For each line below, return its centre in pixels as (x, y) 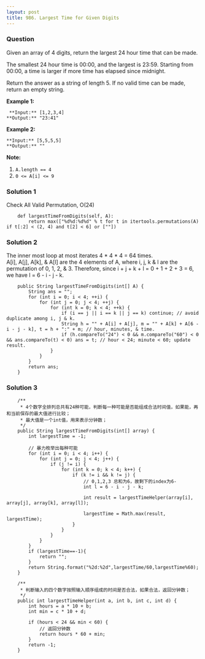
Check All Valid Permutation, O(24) (51, 205)
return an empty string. (36, 89)
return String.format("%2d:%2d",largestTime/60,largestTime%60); (114, 567)
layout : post (23, 12)
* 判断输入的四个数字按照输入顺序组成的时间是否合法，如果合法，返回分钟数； (105, 590)
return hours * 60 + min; (72, 634)
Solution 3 (22, 388)
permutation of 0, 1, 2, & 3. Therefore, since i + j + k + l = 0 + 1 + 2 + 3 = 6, (100, 269)
